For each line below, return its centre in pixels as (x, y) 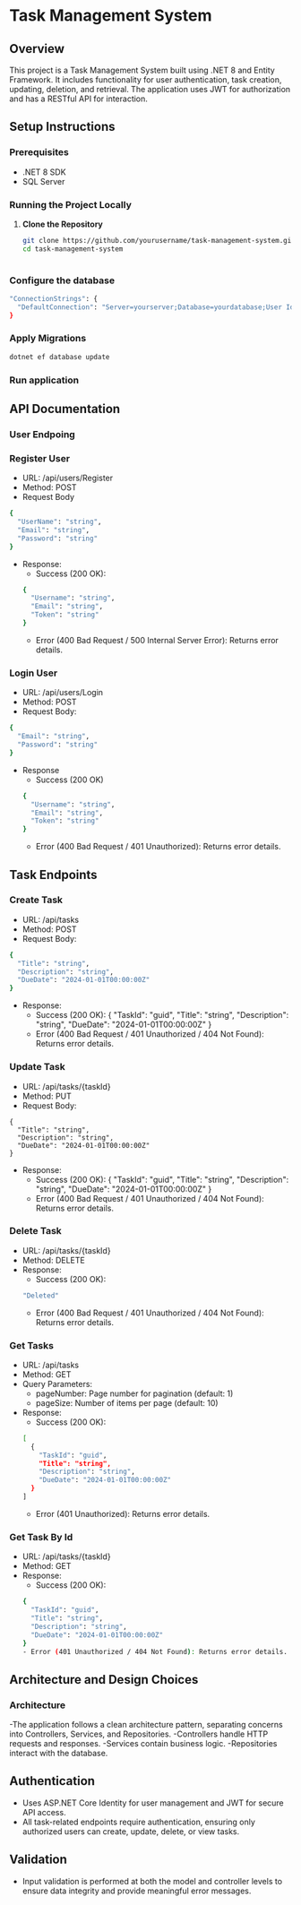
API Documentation (65, 409)
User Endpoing (43, 434)
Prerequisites (39, 152)
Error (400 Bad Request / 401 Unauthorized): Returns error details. (158, 847)
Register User (39, 458)
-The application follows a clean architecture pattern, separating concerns (146, 1725)
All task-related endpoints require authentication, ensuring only (138, 1822)
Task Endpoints (53, 875)
